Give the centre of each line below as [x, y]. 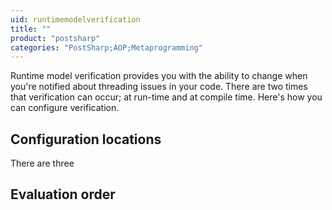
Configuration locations [86, 139]
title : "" [31, 29]
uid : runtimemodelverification [75, 19]
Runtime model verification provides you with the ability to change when [159, 76]
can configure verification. [65, 108]
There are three [42, 163]
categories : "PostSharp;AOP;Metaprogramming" [106, 47]
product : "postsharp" [55, 38]
